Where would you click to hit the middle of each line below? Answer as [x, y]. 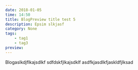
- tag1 [21, 39]
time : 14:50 [18, 15]
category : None [21, 29]
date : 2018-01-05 [24, 10]
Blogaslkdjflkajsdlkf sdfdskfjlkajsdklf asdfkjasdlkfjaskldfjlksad [69, 62]
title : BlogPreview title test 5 [40, 19]
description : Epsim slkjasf [35, 24]
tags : [11, 33]
